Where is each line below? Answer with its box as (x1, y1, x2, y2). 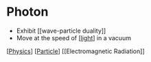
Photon (6, 4, 49, 20)
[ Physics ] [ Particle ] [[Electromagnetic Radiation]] (6, 47, 145, 55)
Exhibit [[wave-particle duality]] (16, 27, 106, 35)
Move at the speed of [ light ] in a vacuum (16, 33, 132, 42)
